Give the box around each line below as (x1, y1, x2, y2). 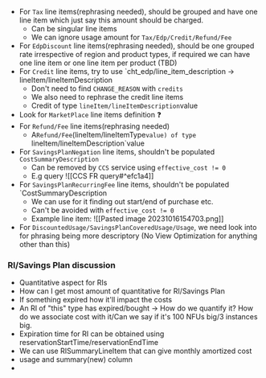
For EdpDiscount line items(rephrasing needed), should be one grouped (18, 41, 255, 51)
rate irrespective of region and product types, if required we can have (18, 50, 251, 59)
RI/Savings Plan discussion (7, 259, 116, 270)
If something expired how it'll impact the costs (18, 295, 173, 305)
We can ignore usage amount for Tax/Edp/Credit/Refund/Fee (31, 32, 232, 42)
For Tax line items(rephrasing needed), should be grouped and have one (18, 7, 258, 16)
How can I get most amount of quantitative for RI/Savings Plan (18, 286, 226, 296)
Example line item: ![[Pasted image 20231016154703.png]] (31, 214, 224, 224)
